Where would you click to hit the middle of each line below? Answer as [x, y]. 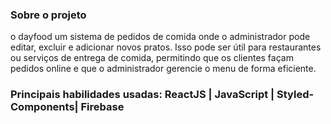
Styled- [295, 95]
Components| [44, 107]
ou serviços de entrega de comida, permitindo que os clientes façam [152, 58]
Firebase [102, 107]
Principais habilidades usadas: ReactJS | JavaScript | [142, 95]
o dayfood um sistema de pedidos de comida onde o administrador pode [160, 37]
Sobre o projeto [48, 15]
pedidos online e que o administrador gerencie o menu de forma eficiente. [163, 69]
